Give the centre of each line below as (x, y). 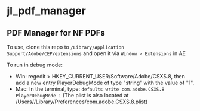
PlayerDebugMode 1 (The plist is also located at (72, 95)
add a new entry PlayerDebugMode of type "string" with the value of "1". (105, 83)
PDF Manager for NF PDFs (56, 33)
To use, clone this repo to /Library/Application (65, 47)
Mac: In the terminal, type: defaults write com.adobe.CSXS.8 (90, 89)
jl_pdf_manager (46, 11)
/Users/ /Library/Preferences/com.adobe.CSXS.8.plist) (81, 102)
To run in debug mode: (35, 65)
